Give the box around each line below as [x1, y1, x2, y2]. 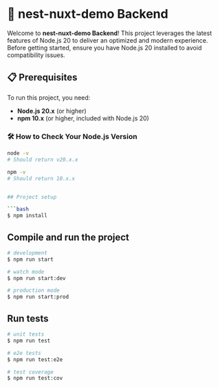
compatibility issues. [7, 51, 65, 59]
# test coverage [7, 368, 54, 376]
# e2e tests [7, 349, 41, 356]
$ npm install [7, 213, 48, 219]
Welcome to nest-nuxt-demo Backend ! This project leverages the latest [7, 29, 212, 37]
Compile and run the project [7, 231, 129, 243]
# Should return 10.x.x [7, 175, 76, 182]
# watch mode [7, 268, 45, 275]
